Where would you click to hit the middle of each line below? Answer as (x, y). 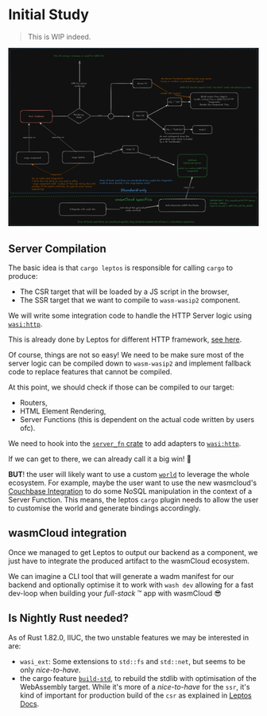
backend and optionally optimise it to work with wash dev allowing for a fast (131, 585)
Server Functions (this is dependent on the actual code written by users (137, 420)
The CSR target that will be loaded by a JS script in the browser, (124, 291)
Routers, (33, 403)
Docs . (29, 703)
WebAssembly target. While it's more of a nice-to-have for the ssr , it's (135, 687)
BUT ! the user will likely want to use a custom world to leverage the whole (129, 475)
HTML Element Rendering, (63, 411)
